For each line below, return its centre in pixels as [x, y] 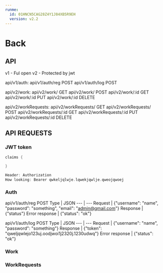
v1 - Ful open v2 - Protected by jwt [40, 73]
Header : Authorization [28, 175]
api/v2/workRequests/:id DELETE [39, 118]
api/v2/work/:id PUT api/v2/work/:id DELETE [50, 98]
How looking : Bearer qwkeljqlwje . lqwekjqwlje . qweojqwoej [65, 180]
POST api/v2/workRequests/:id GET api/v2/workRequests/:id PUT [72, 112]
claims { [14, 157]
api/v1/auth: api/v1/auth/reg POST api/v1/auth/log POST [61, 83]
